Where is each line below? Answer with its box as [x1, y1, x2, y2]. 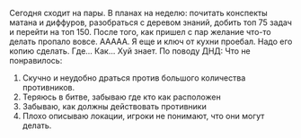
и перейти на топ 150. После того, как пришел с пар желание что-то [9, 27, 271, 37]
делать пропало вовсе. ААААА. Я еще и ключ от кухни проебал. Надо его [9, 36, 293, 47]
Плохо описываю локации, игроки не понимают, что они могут [22, 111, 265, 121]
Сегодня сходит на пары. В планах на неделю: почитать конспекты [9, 8, 268, 18]
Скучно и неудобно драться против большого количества [22, 73, 246, 83]
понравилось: [9, 56, 63, 65]
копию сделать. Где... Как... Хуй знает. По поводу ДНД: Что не [9, 46, 252, 56]
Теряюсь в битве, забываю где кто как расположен [22, 91, 222, 102]
